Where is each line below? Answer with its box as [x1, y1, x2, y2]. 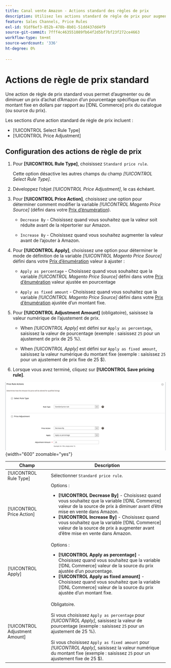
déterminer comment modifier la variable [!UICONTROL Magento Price [12, 201, 161, 208]
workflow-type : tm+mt [5, 35, 51, 40]
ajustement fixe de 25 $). [50, 656, 104, 662]
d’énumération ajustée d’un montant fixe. [20, 300, 106, 306]
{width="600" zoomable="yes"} [5, 451, 73, 457]
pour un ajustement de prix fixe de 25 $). [20, 357, 106, 363]
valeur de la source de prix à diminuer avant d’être [58, 503, 163, 509]
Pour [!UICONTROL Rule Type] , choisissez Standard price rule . [12, 161, 149, 167]
